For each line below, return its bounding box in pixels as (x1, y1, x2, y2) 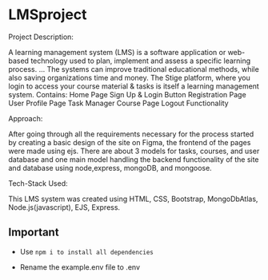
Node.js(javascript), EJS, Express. (8, 202, 121, 212)
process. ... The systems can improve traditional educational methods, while (8, 64, 260, 73)
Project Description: (8, 32, 74, 41)
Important (8, 226, 59, 239)
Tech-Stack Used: (8, 178, 68, 188)
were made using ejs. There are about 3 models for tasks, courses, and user (8, 146, 260, 156)
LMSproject (8, 6, 87, 24)
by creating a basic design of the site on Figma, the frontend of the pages (8, 137, 251, 147)
